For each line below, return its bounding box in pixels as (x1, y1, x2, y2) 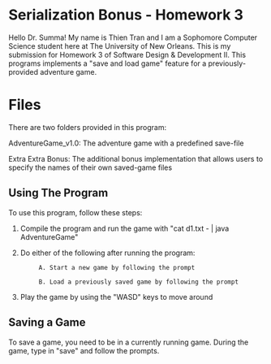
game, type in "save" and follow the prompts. (8, 345, 160, 355)
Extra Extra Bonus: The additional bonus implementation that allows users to (8, 154, 264, 163)
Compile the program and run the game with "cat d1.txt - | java (19, 223, 230, 233)
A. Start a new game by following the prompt (38, 263, 196, 271)
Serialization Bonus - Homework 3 (8, 6, 243, 24)
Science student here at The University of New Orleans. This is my (8, 41, 231, 50)
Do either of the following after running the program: (19, 248, 196, 258)
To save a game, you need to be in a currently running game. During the (8, 337, 249, 347)
